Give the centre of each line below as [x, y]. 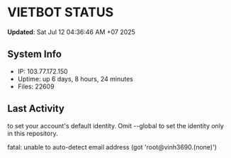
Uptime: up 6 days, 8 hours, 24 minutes [75, 79]
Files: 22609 [36, 86]
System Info [35, 54]
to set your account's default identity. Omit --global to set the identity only [116, 125]
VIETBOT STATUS [61, 12]
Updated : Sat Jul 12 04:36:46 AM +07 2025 [72, 32]
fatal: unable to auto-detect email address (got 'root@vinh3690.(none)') [112, 147]
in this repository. [33, 133]
